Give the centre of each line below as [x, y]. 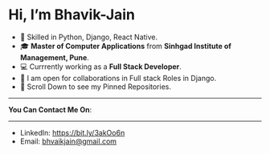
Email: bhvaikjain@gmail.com [68, 141]
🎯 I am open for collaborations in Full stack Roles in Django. [118, 78]
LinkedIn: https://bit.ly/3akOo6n [72, 132]
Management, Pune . [55, 57]
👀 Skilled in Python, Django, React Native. [89, 37]
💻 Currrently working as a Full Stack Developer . [101, 67]
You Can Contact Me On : [50, 109]
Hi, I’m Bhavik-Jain [72, 15]
